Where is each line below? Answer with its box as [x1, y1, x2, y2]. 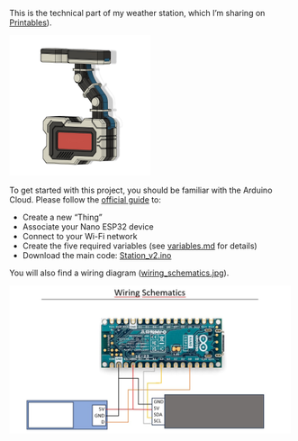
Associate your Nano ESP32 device [22, 221, 155, 232]
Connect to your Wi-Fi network [22, 231, 138, 241]
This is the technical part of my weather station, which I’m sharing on [9, 8, 266, 18]
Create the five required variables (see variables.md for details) [22, 240, 258, 251]
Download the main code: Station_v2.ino [22, 250, 172, 260]
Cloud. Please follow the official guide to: [9, 194, 162, 205]
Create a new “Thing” [22, 211, 104, 222]
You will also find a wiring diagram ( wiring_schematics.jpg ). [9, 267, 230, 278]
